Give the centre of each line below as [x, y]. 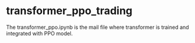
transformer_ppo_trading [69, 11]
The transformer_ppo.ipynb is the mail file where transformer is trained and [97, 27]
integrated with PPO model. [40, 33]
